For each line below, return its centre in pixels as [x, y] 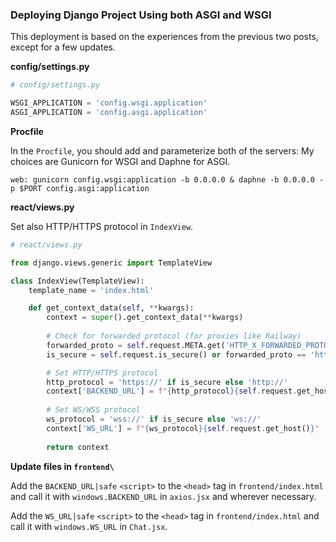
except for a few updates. [63, 47]
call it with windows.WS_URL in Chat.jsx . [89, 526]
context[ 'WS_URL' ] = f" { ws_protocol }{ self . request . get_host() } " [183, 428]
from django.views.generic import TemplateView [111, 263]
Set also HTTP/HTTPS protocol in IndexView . [102, 226]
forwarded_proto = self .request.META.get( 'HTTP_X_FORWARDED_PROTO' [189, 345]
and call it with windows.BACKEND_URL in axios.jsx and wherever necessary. [163, 496]
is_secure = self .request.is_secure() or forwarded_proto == [176, 354]
